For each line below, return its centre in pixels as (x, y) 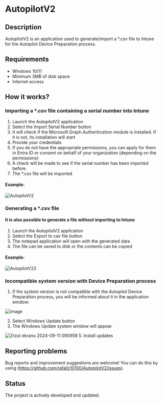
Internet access (28, 81)
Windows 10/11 (27, 71)
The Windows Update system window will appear (62, 326)
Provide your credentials (37, 142)
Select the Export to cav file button (47, 236)
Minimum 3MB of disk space (41, 76)
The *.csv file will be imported (42, 173)
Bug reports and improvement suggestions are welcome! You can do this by (81, 363)
